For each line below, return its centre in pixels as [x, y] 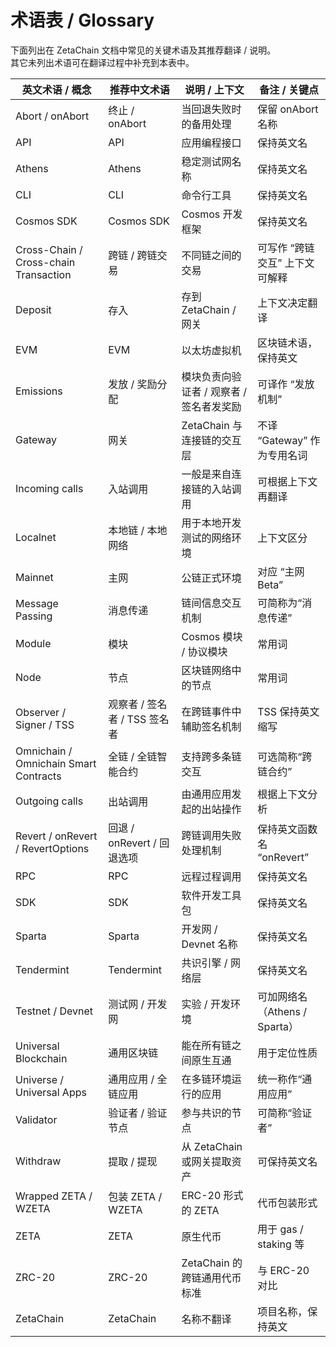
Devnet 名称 [209, 944]
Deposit [33, 309]
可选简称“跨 [285, 756]
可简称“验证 [285, 1113]
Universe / [40, 1079]
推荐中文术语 [139, 89]
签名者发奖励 [211, 406]
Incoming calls [49, 488]
